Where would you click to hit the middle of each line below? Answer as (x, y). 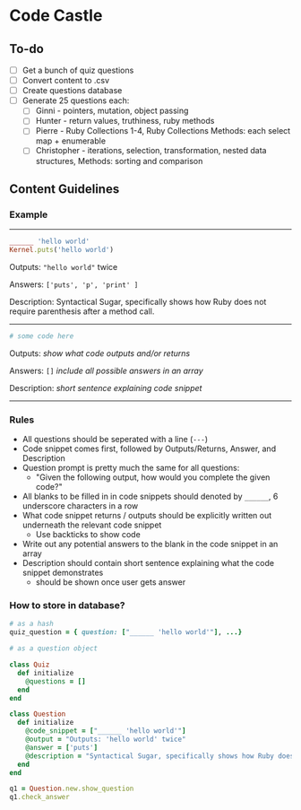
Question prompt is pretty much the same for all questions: (131, 468)
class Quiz (30, 665)
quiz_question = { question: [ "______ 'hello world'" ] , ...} (126, 632)
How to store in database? (67, 605)
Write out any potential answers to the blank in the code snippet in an (150, 544)
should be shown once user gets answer (111, 582)
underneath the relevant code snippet (92, 525)
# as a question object (54, 649)
